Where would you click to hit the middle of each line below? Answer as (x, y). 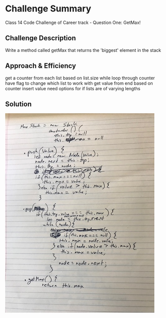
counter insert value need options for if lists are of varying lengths (73, 88)
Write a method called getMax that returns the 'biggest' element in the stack (83, 50)
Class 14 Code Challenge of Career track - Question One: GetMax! (73, 22)
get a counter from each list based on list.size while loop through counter (80, 78)
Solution (18, 104)
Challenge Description (41, 38)
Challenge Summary (48, 9)
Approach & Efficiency (41, 66)
